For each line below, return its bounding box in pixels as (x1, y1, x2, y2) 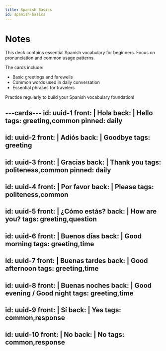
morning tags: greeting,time (5, 239, 94, 248)
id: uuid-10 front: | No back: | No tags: (5, 331, 125, 339)
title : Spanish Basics (5, 7, 52, 12)
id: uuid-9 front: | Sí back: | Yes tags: (5, 306, 121, 314)
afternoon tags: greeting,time (5, 264, 99, 273)
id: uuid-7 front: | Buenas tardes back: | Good (5, 257, 148, 265)
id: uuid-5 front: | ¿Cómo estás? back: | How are (5, 207, 157, 216)
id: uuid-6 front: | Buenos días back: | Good (5, 232, 142, 240)
